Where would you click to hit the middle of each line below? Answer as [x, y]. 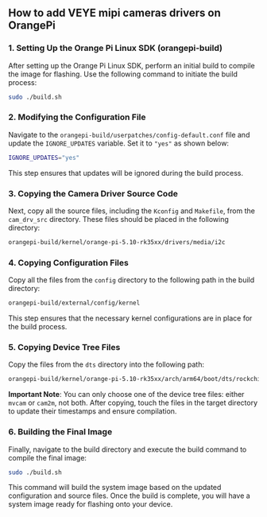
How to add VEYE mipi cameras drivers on [114, 13]
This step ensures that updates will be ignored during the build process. [126, 173]
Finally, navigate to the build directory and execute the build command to [128, 449]
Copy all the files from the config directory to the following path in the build [132, 280]
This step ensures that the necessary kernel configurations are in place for [130, 318]
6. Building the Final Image [60, 432]
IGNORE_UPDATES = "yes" [44, 157]
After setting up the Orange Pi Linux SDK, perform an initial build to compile [132, 65]
